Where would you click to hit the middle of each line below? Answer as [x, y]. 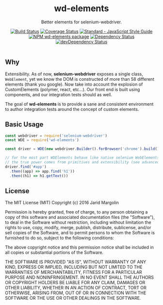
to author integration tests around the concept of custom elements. [72, 109]
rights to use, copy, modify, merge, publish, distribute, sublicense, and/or [78, 228]
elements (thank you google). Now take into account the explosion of [74, 84]
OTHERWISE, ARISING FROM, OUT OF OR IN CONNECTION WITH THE [76, 293]
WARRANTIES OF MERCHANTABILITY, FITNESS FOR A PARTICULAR [73, 272]
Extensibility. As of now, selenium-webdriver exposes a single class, [74, 74]
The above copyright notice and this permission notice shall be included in [79, 247]
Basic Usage [24, 125]
